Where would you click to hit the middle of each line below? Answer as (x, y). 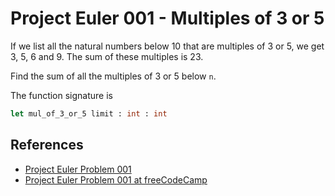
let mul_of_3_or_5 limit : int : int (89, 113)
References (47, 145)
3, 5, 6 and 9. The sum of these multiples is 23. (107, 56)
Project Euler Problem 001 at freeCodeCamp (116, 179)
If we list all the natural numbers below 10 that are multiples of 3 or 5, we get (167, 46)
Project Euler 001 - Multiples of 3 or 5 (167, 18)
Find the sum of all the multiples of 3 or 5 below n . (113, 76)
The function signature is (61, 95)
